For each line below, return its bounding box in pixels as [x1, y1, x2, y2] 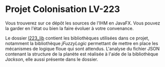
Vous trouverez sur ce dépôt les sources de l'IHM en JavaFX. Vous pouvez [5, 20, 160, 26]
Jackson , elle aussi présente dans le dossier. [5, 56, 98, 62]
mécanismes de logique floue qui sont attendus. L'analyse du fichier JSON [5, 45, 160, 51]
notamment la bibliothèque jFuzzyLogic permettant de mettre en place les [5, 40, 158, 46]
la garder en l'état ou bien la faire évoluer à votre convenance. [5, 25, 134, 31]
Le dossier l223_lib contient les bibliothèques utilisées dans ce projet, [5, 35, 149, 41]
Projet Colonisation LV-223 [5, 3, 120, 15]
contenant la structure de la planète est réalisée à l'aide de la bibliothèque [5, 51, 158, 57]
